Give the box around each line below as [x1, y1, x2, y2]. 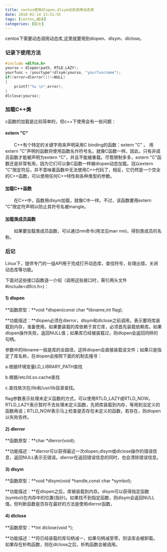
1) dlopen [5, 295, 25, 301]
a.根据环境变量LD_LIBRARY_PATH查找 [5, 363, 83, 369]
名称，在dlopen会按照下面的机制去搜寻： [18, 353, 102, 359]
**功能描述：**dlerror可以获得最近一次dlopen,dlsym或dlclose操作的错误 [5, 448, 153, 454]
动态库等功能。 [5, 267, 36, 273]
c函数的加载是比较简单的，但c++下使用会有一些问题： [5, 118, 116, 124]
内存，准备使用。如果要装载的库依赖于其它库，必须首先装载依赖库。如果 [13, 323, 162, 329]
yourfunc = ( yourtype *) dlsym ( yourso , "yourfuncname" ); [5, 70, 121, 75]
